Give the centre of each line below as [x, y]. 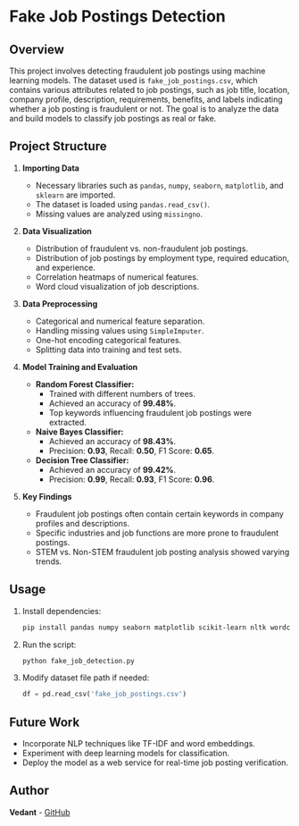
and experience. [65, 267]
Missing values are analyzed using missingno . [119, 214]
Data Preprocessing [60, 303]
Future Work [45, 722]
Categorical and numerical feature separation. [120, 321]
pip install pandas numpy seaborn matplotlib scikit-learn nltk [144, 628]
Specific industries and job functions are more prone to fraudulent [157, 533]
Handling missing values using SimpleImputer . [120, 330]
